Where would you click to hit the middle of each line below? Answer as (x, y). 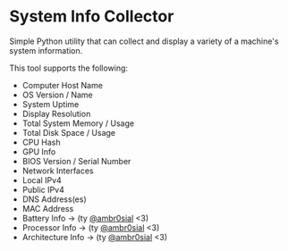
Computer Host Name (62, 85)
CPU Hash (41, 142)
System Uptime (51, 104)
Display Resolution (56, 113)
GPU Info (39, 151)
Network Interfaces (58, 171)
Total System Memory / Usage (78, 123)
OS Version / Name (58, 95)
